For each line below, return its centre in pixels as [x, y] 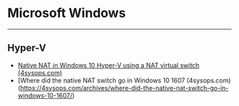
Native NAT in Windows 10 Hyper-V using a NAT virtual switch [108, 65]
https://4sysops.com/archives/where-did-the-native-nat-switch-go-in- [124, 88]
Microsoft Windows [67, 13]
